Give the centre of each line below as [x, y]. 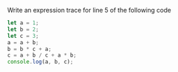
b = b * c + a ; [29, 49]
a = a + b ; [23, 42]
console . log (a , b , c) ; [40, 62]
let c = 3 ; [23, 36]
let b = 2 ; [23, 29]
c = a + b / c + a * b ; [42, 55]
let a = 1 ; [23, 23]
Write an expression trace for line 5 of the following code [89, 10]
